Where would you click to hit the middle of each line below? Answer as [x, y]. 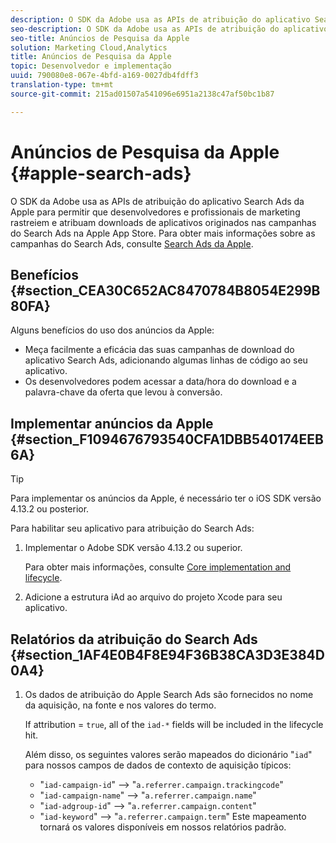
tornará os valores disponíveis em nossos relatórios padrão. [163, 827]
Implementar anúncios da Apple [112, 423]
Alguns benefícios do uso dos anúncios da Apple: [112, 330]
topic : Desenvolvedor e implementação [91, 66]
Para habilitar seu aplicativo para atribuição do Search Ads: [132, 528]
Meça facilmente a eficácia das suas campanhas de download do [159, 350]
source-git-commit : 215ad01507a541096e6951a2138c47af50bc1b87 [142, 94]
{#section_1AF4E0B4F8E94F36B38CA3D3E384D [167, 654]
